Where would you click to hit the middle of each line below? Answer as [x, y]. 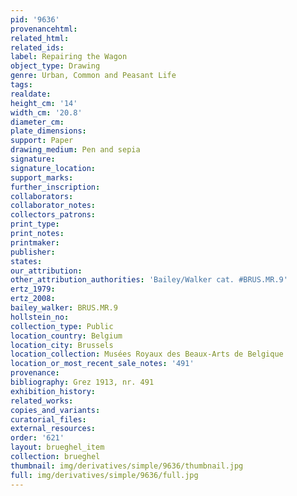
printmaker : [35, 242]
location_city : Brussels [62, 345]
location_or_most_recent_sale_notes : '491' [102, 364]
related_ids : [37, 47]
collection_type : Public [62, 326]
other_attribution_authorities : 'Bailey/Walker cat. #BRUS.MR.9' [149, 280]
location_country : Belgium [66, 336]
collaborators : [42, 196]
